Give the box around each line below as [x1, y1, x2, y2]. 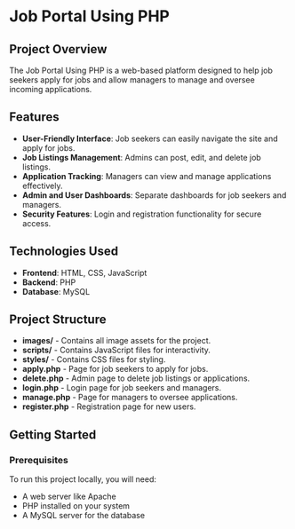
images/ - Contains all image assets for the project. [21, 336, 211, 346]
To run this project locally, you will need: [9, 474, 157, 485]
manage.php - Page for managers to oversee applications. [21, 392, 238, 403]
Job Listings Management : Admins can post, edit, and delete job [21, 152, 262, 162]
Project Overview [9, 42, 108, 57]
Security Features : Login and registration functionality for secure [21, 209, 262, 219]
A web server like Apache [21, 491, 117, 502]
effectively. [21, 180, 63, 191]
